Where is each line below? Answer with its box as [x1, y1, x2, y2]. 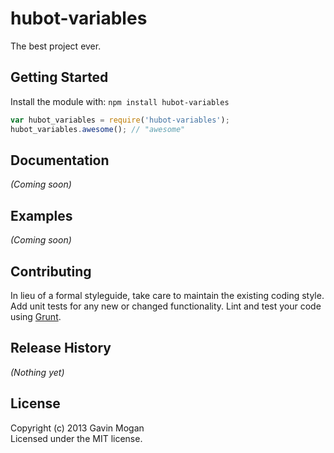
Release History [10, 340, 112, 357]
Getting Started [10, 69, 109, 86]
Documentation [10, 152, 110, 169]
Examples [10, 207, 73, 224]
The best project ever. [10, 40, 102, 52]
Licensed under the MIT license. [10, 432, 143, 444]
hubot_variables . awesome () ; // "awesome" [10, 124, 186, 134]
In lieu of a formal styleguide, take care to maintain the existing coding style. [10, 289, 325, 301]
